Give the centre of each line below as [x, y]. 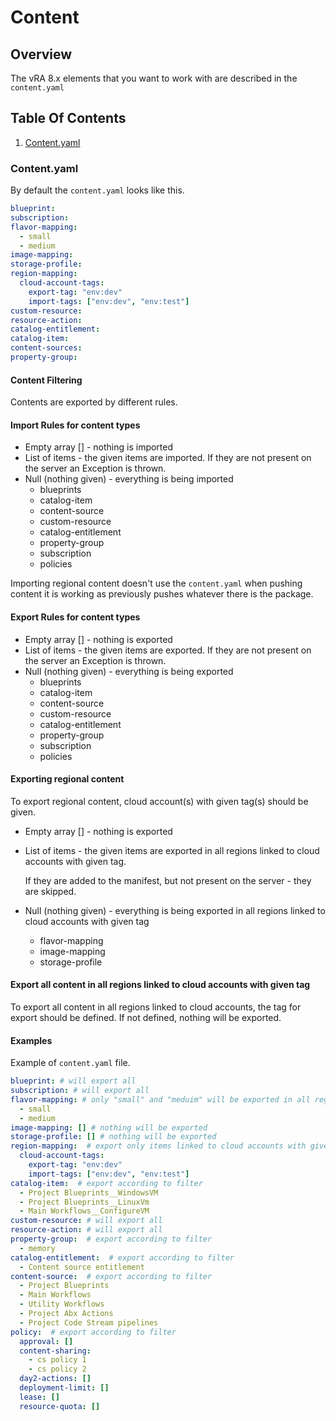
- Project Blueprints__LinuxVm [84, 1202]
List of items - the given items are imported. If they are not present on [168, 458]
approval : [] [46, 1341]
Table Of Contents [68, 118]
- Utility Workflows [62, 1304]
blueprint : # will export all [73, 1081]
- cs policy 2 [57, 1369]
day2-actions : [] [55, 1379]
